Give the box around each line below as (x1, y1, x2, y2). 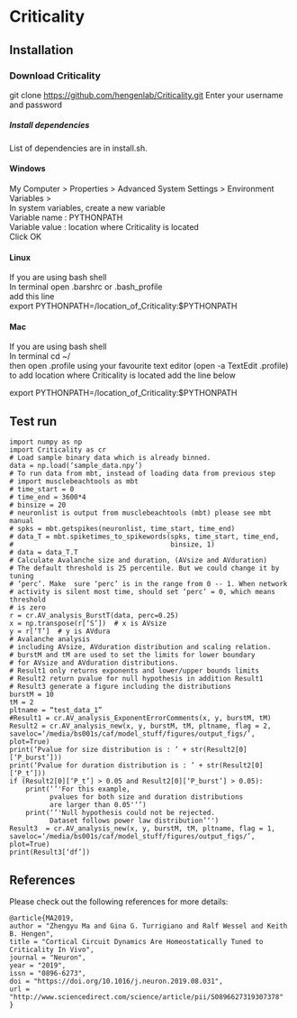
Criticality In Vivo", (9, 945, 94, 955)
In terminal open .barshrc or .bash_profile (9, 281, 163, 292)
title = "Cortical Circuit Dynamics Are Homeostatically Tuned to (9, 938, 264, 947)
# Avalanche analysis (9, 635, 91, 644)
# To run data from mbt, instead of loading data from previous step (9, 469, 276, 479)
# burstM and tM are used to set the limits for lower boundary (9, 651, 256, 660)
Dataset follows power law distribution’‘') (49, 816, 220, 826)
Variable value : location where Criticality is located (9, 222, 200, 233)
